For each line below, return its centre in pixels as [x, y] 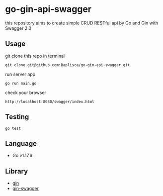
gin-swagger [25, 189]
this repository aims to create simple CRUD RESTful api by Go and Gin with [82, 23]
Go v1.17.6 [22, 156]
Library [17, 171]
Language [21, 144]
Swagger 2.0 [18, 28]
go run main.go [21, 83]
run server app [20, 74]
